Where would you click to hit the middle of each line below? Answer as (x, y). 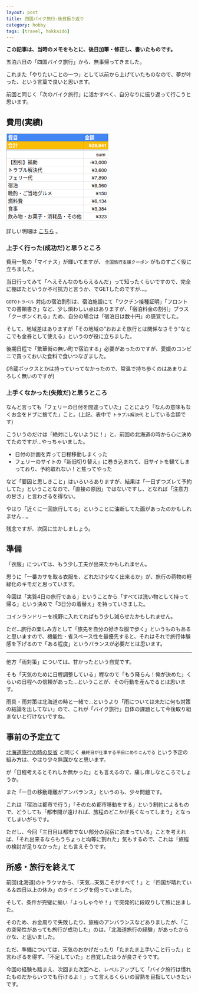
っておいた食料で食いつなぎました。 (65, 356)
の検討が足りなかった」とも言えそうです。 (57, 847)
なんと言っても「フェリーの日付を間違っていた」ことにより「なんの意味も (96, 407)
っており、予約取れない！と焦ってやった (63, 468)
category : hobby (26, 25)
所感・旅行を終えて (41, 867)
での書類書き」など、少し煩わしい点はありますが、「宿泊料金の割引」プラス (98, 309)
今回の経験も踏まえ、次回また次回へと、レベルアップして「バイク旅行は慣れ (99, 969)
